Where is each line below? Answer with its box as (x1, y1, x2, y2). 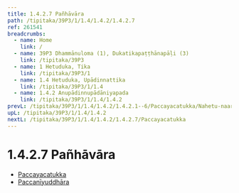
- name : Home (14, 37, 53, 44)
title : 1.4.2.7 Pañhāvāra (7, 10, 84, 18)
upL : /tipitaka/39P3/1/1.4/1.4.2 (7, 109, 107, 116)
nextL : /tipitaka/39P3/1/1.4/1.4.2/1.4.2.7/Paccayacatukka (7, 116, 186, 123)
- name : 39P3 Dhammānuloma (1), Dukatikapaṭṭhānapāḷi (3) (14, 50, 190, 57)
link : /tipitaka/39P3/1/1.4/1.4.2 (20, 96, 122, 104)
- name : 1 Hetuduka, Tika (14, 63, 91, 70)
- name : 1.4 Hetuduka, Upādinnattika (14, 76, 126, 84)
